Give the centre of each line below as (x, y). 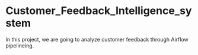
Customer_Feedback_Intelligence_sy (99, 11)
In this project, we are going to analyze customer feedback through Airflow (97, 39)
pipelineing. (20, 46)
